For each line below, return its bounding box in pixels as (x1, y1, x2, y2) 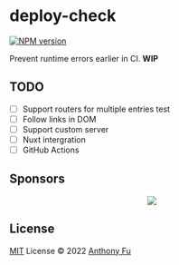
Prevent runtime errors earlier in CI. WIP (9, 53, 159, 64)
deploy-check (9, 5, 117, 26)
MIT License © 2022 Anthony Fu (9, 245, 131, 256)
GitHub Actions (22, 144, 80, 155)
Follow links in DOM (22, 113, 97, 124)
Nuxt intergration (22, 133, 86, 145)
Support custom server (22, 123, 109, 134)
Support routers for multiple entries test (22, 103, 170, 114)
